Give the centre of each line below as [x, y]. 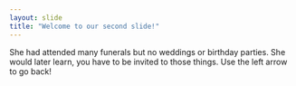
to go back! [30, 71]
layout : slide [36, 18]
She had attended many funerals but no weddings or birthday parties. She [148, 52]
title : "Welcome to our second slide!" [85, 26]
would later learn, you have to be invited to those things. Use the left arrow [148, 62]
